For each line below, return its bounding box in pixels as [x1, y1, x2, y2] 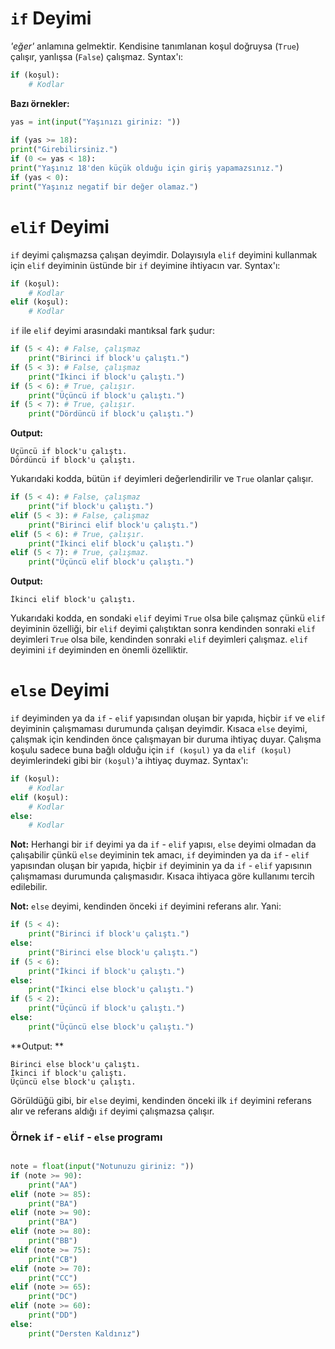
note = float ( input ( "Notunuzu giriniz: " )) [10, 1162, 195, 1172]
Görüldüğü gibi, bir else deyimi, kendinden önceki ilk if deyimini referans [10, 1094, 312, 1106]
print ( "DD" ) [28, 1310, 78, 1321]
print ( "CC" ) [28, 1273, 78, 1283]
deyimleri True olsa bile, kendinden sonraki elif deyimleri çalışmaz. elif [10, 633, 308, 646]
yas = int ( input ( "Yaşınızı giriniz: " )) [10, 117, 182, 127]
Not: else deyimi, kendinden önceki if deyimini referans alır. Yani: [10, 900, 282, 912]
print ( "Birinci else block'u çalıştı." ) [28, 947, 199, 957]
